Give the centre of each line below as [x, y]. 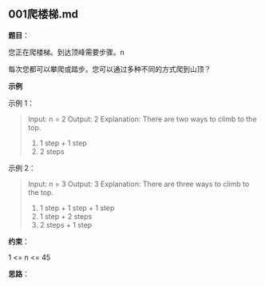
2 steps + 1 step [66, 224]
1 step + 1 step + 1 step [77, 208]
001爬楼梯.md [43, 14]
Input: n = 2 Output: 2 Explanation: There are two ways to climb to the [142, 119]
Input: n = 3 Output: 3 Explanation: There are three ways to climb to [138, 184]
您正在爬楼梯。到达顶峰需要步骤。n [67, 52]
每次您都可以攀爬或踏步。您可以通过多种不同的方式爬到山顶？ [110, 69]
